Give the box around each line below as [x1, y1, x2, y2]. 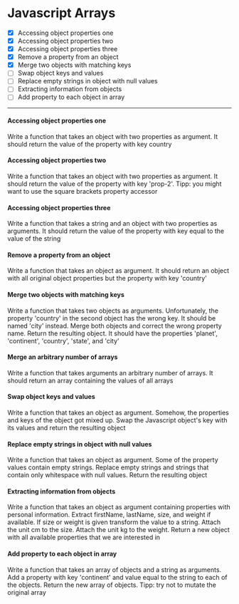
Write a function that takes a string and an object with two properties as [7, 219, 218, 228]
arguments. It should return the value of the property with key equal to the [7, 226, 225, 236]
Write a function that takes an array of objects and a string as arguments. [7, 565, 222, 574]
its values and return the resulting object [7, 423, 126, 432]
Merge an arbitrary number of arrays [7, 353, 118, 361]
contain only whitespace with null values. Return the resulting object [7, 471, 208, 479]
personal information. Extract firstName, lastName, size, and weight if [7, 511, 211, 519]
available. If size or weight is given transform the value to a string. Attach [7, 518, 221, 526]
